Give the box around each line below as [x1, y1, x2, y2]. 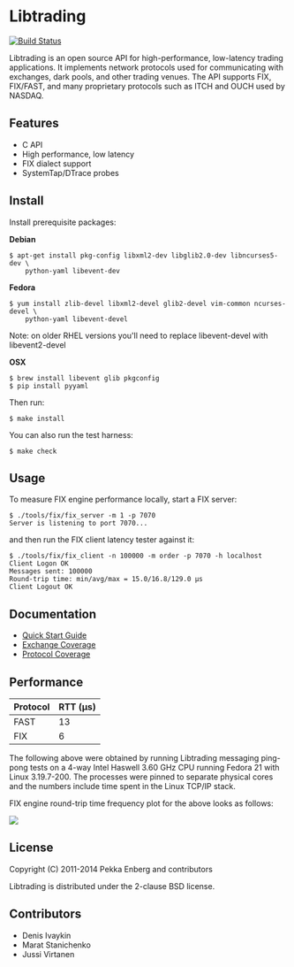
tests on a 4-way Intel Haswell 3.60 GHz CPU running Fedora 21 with [29, 763, 280, 772]
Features [9, 116, 59, 131]
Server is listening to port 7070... [9, 519, 148, 528]
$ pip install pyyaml [9, 381, 89, 390]
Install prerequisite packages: [9, 217, 117, 227]
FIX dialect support [21, 157, 92, 169]
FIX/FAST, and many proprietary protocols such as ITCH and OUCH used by [9, 81, 285, 91]
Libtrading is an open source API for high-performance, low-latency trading [9, 52, 284, 63]
